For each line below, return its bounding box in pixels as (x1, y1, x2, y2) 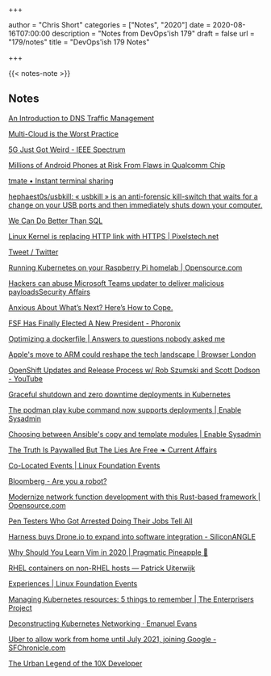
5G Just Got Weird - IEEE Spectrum (8, 145, 126, 154)
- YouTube (8, 373, 43, 384)
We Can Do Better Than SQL (8, 216, 103, 225)
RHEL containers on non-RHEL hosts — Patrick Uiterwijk (8, 563, 196, 573)
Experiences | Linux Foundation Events (8, 578, 138, 588)
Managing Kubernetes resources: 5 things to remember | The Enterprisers (8, 594, 254, 604)
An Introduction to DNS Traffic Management (8, 113, 155, 123)
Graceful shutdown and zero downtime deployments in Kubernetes (8, 389, 231, 399)
